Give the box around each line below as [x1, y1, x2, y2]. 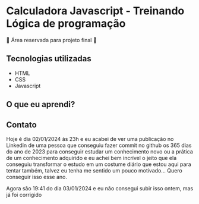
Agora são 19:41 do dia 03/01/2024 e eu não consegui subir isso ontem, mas [6, 184, 194, 192]
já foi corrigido [6, 191, 42, 198]
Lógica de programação [6, 17, 126, 30]
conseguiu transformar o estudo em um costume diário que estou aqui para [6, 161, 191, 168]
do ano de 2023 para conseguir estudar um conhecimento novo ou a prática [6, 147, 193, 155]
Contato [6, 120, 37, 130]
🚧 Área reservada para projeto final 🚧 [6, 36, 97, 43]
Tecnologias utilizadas [6, 54, 91, 64]
